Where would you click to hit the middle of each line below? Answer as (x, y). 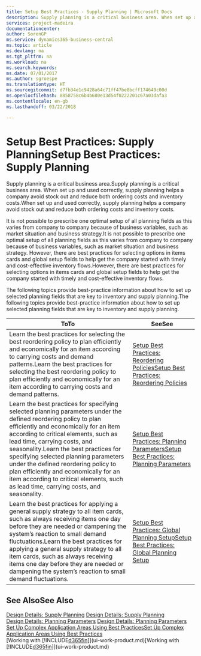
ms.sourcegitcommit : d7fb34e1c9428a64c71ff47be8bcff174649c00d (87, 90)
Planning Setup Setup (162, 538)
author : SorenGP (26, 34)
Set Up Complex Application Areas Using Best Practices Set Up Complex (95, 628)
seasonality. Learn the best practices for (65, 449)
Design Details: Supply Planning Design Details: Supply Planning (85, 615)
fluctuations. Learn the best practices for (66, 541)
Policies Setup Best (159, 368)
